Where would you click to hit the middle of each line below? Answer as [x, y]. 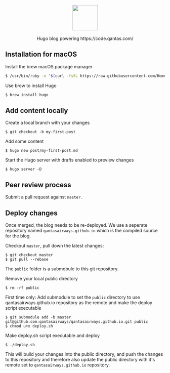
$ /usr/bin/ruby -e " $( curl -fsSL [42, 76]
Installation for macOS [41, 54]
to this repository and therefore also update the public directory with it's [80, 360]
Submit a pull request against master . [44, 197]
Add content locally [37, 111]
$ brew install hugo [27, 95]
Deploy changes [31, 213]
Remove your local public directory [42, 279]
